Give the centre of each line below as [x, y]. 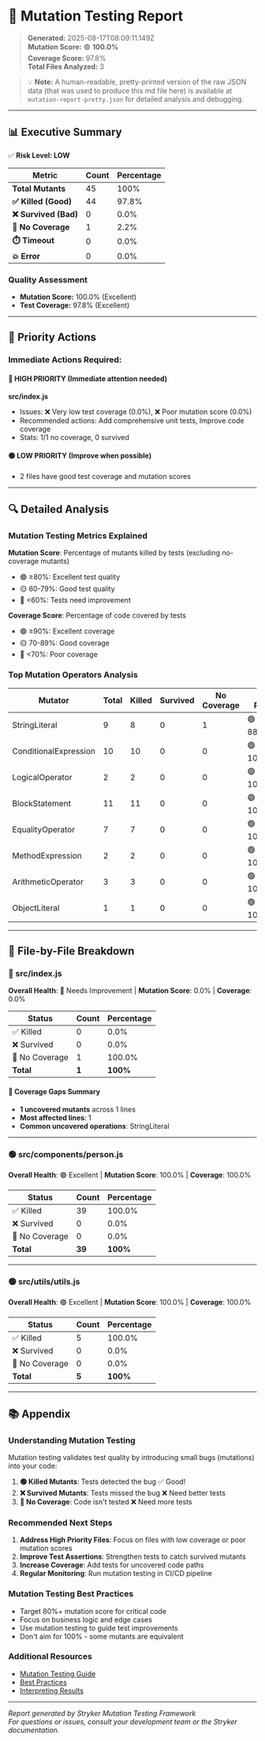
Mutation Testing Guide [58, 1674]
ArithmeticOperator [48, 882]
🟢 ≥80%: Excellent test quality [70, 577]
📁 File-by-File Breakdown [71, 951]
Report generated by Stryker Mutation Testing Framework [102, 1713]
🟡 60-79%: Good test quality [67, 589]
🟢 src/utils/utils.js [44, 1281]
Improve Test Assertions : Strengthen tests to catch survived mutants [132, 1556]
